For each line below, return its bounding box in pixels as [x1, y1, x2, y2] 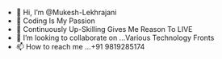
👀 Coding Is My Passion [15, 16, 95, 26]
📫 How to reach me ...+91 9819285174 [15, 42, 145, 51]
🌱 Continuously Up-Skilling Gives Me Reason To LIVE [15, 25, 193, 33]
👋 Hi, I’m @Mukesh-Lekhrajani [15, 8, 117, 17]
